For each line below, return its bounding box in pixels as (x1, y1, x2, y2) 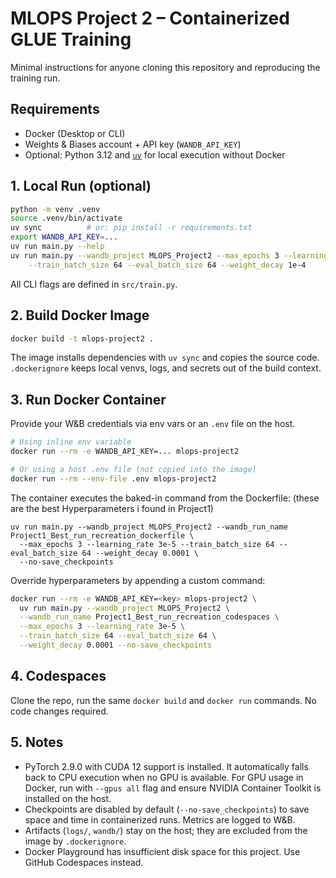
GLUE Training (10, 28, 132, 51)
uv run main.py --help (10, 242, 105, 252)
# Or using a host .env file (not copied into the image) (10, 464, 257, 474)
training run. (10, 72, 61, 84)
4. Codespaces (10, 668, 107, 685)
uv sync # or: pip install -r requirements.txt (10, 223, 253, 233)
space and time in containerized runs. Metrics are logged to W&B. (24, 813, 296, 826)
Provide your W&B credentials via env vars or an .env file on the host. (10, 418, 296, 430)
